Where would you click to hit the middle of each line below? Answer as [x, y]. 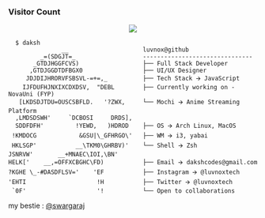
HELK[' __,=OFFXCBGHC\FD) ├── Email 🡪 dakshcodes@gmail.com [133, 163]
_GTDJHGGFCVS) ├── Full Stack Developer [130, 64]
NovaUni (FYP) [32, 94]
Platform [23, 111]
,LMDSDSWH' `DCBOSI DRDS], [74, 118]
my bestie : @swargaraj [47, 206]
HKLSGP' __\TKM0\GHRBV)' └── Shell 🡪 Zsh [104, 146]
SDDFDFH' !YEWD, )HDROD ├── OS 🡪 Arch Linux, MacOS [126, 126]
